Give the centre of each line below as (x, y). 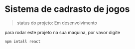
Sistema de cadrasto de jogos (67, 9)
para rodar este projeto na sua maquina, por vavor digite (63, 32)
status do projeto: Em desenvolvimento (57, 23)
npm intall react (23, 41)
